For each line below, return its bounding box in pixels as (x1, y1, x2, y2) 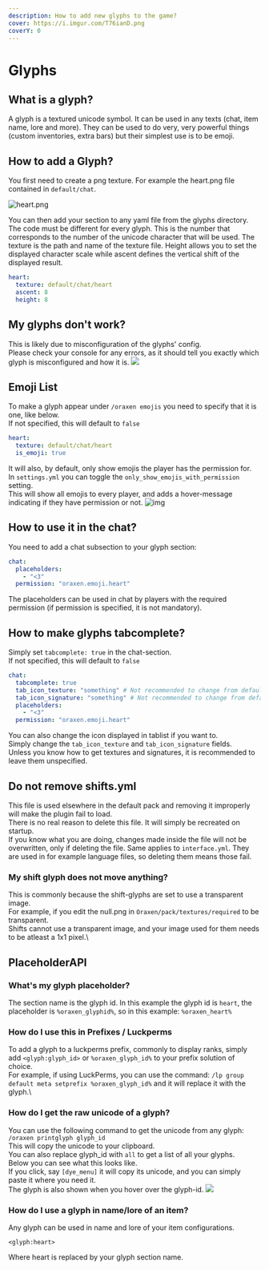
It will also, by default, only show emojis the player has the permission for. (8, 463, 252, 473)
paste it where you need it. (8, 1175, 96, 1184)
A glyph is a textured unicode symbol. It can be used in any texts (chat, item (8, 114, 259, 124)
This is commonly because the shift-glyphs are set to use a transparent (8, 890, 244, 900)
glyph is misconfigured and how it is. (8, 357, 130, 367)
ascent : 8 (15, 288, 48, 296)
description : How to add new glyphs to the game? (8, 11, 178, 20)
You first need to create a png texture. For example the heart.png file (8, 175, 235, 185)
